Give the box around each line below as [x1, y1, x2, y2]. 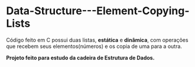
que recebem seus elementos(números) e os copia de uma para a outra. [6, 43, 182, 50]
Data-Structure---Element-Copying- [6, 4, 190, 18]
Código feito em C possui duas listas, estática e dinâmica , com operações [6, 36, 188, 43]
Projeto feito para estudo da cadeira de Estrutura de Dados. [6, 54, 155, 61]
